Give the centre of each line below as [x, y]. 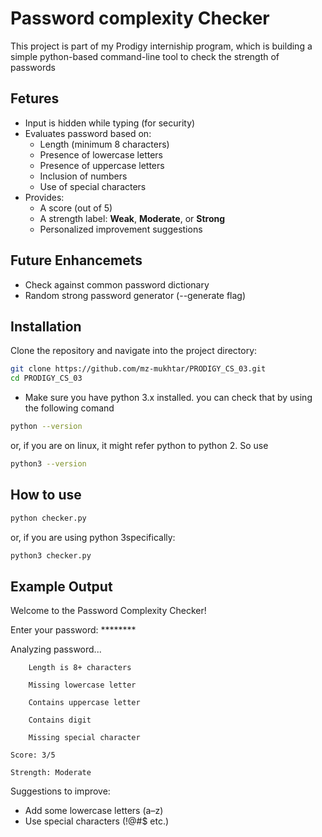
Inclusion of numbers [83, 176]
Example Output [61, 586]
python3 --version [48, 464]
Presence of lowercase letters [101, 154]
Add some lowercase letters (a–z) [94, 811]
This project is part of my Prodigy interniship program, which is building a [161, 46]
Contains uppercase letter [84, 703]
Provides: [44, 197]
